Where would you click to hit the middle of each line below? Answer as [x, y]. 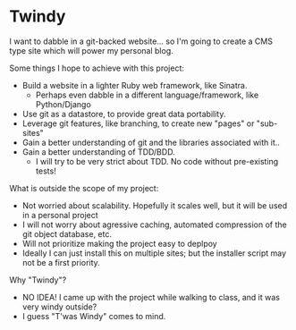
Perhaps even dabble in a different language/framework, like [147, 95]
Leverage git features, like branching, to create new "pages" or [138, 123]
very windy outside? [59, 307]
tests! [46, 171]
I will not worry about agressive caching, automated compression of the [155, 224]
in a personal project [60, 215]
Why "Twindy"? [38, 280]
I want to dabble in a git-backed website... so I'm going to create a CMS [141, 41]
